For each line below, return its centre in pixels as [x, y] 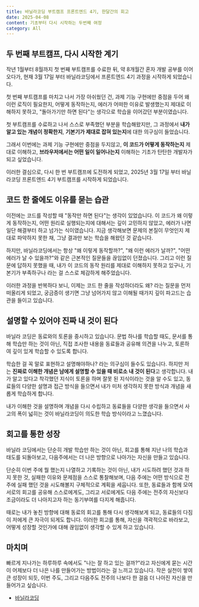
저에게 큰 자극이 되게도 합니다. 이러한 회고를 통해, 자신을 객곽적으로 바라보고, [101, 520]
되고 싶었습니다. [25, 159]
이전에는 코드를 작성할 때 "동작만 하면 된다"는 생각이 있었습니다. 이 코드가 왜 [94, 215]
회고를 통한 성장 [33, 434]
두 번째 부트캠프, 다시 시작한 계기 [62, 54]
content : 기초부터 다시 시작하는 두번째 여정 [54, 23]
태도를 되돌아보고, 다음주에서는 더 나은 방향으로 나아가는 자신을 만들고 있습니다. [98, 457]
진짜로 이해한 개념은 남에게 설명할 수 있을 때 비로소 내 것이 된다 [84, 371]
